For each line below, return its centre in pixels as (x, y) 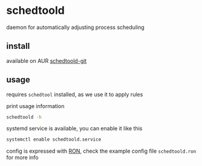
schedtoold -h (24, 117)
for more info (22, 158)
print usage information (35, 106)
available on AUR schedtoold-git (47, 60)
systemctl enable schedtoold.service (54, 139)
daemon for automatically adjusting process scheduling (76, 27)
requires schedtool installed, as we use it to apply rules (75, 94)
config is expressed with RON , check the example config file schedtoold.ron (101, 151)
